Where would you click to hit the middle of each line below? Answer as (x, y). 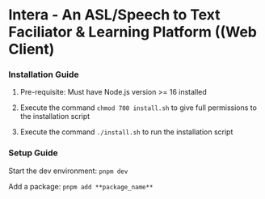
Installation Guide (44, 74)
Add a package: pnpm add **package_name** (81, 186)
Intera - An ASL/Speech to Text (114, 15)
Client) (32, 49)
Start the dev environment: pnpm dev (68, 171)
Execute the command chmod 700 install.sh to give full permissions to (138, 108)
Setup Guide (33, 153)
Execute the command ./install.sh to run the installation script (126, 132)
